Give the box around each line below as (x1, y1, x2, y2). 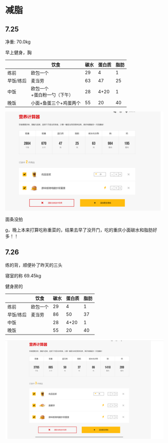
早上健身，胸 (5, 50, 32, 55)
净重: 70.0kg (5, 39, 31, 45)
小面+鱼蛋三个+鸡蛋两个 (31, 100, 81, 106)
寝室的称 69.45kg (5, 272, 42, 278)
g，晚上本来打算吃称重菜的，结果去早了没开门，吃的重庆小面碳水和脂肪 (5, 227, 153, 233)
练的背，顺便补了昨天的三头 (5, 262, 63, 268)
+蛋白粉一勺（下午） (31, 92, 74, 98)
